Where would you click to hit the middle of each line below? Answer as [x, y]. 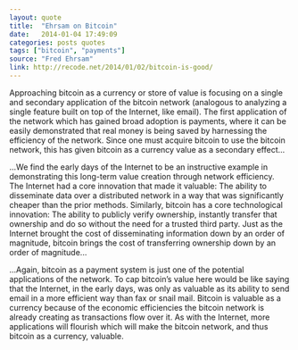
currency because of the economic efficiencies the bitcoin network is [137, 307]
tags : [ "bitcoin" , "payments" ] [67, 51]
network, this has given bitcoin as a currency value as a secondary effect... [147, 149]
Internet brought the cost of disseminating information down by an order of [147, 233]
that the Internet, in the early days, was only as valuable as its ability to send [149, 288]
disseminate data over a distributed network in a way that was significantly [146, 195]
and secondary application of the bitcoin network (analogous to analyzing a [148, 102]
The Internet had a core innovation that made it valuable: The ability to [138, 186]
